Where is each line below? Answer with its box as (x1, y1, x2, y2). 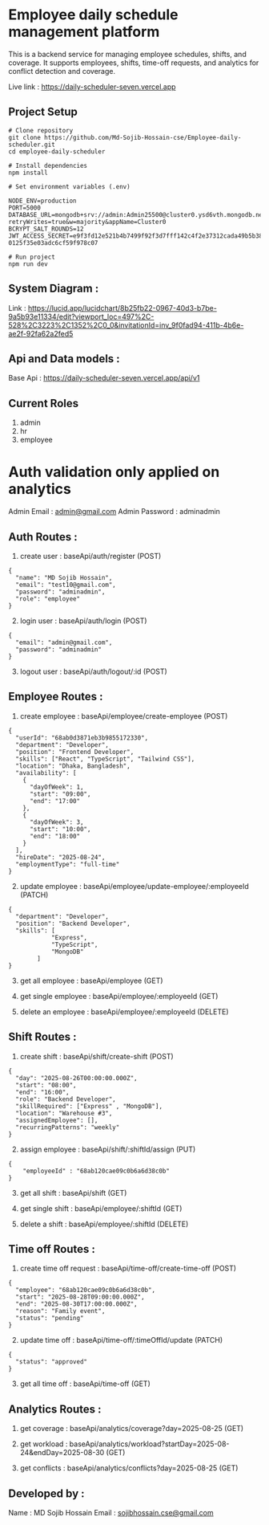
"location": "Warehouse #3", (15, 1109, 113, 1117)
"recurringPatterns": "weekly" (15, 1123, 120, 1132)
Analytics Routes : (8, 1402, 102, 1416)
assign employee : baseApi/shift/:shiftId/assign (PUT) (19, 1144, 196, 1154)
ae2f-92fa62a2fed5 (8, 328, 74, 338)
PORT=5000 (8, 203, 42, 212)
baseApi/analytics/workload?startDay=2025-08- (69, 1439, 230, 1449)
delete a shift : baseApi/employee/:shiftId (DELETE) (19, 1219, 189, 1229)
